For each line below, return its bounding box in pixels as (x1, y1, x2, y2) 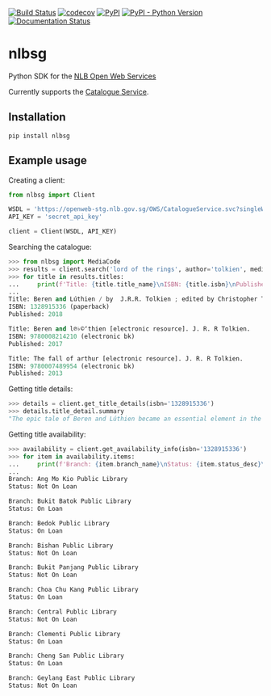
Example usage (8, 154, 87, 167)
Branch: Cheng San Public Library (8, 652, 125, 660)
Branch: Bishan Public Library (8, 542, 114, 550)
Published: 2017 (8, 340, 63, 348)
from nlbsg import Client (8, 191, 95, 199)
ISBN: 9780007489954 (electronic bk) (8, 362, 135, 370)
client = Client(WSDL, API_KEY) (8, 227, 117, 236)
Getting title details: (8, 384, 73, 394)
